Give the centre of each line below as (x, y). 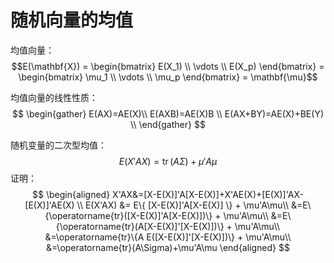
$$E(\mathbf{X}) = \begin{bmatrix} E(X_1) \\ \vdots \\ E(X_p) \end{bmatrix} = (168, 66)
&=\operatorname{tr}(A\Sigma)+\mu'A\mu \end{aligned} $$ (168, 247)
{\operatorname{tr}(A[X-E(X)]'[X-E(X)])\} (140, 226)
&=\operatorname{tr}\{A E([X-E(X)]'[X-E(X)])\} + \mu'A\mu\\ (168, 237)
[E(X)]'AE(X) (49, 205)
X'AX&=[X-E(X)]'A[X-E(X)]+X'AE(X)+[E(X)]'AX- (208, 194)
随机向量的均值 (72, 20)
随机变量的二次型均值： (58, 145)
